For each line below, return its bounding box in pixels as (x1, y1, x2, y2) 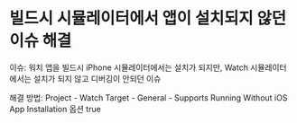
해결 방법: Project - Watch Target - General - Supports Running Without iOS (9, 92, 288, 103)
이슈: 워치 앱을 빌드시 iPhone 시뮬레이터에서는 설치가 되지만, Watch (9, 62, 248, 73)
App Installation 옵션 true (9, 103, 101, 114)
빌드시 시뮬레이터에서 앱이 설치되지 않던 (9, 8, 287, 29)
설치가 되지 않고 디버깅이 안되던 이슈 (32, 73, 162, 83)
